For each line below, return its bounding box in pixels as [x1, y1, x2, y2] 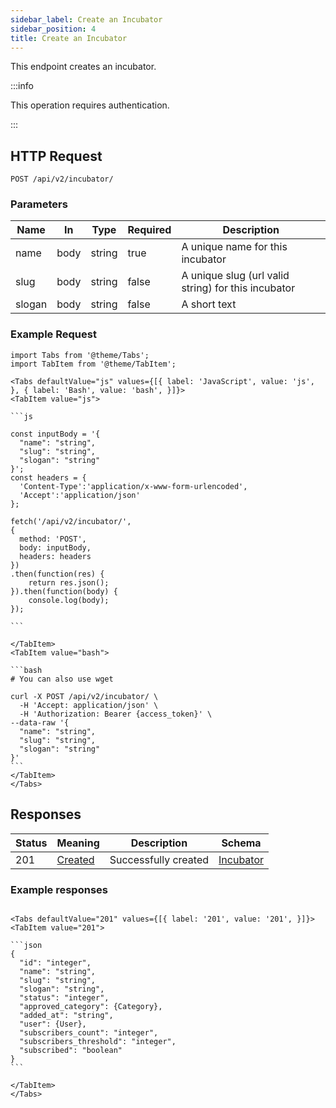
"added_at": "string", [19, 1010, 114, 1020]
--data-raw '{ [10, 717, 70, 728]
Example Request [10, 327, 97, 341]
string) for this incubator [181, 281, 296, 295]
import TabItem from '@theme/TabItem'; [10, 359, 177, 369]
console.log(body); [28, 595, 110, 605]
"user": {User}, [19, 1019, 87, 1029]
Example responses [10, 882, 108, 896]
